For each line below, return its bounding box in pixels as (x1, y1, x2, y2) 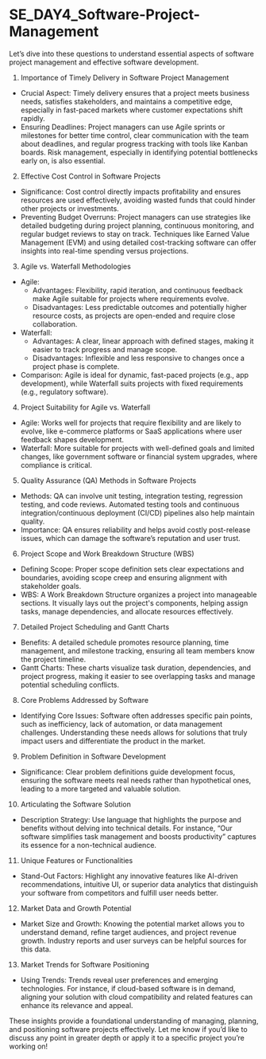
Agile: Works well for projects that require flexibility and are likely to (20, 418, 241, 427)
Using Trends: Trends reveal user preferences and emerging (20, 975, 218, 985)
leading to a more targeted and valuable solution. (20, 783, 181, 794)
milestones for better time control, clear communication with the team (20, 130, 249, 140)
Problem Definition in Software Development (20, 751, 166, 761)
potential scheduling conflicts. (20, 680, 120, 689)
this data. (20, 944, 52, 954)
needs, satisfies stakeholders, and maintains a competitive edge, (20, 96, 233, 106)
